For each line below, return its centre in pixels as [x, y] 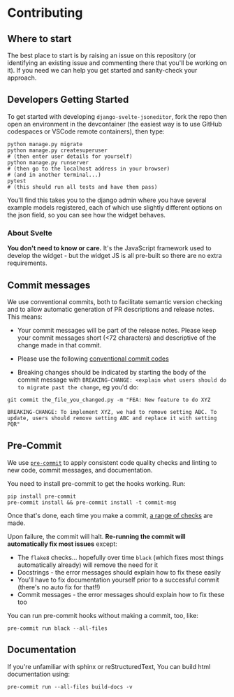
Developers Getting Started [68, 100]
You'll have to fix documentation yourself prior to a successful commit [118, 580]
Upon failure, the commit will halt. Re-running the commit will [97, 536]
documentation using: [38, 674]
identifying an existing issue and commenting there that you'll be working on [117, 63]
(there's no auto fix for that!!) [59, 587]
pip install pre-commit [42, 496]
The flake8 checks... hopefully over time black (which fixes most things [120, 557]
